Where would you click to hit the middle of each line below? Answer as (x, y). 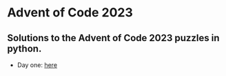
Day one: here (37, 65)
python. (24, 48)
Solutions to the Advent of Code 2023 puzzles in (113, 38)
